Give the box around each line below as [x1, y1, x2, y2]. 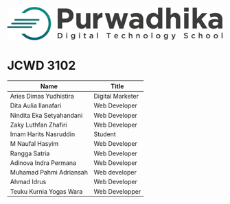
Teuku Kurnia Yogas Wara [10, 187, 83, 195]
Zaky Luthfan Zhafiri [10, 120, 67, 129]
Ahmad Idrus [10, 178, 47, 186]
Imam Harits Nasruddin [10, 130, 76, 138]
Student [93, 130, 117, 138]
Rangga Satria [10, 149, 50, 157]
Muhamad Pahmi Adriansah [10, 168, 88, 177]
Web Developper [93, 187, 141, 195]
